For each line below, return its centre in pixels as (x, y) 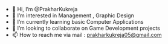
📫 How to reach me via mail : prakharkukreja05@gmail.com (87, 35)
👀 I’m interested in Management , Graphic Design (73, 15)
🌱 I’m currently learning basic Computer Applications (78, 22)
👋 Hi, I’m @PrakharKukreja (45, 9)
